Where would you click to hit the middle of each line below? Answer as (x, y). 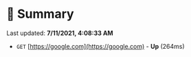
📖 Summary (40, 14)
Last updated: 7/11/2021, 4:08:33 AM (60, 33)
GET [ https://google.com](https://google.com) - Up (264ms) (100, 46)
